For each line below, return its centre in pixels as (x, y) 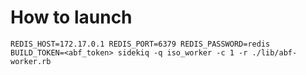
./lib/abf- (274, 52)
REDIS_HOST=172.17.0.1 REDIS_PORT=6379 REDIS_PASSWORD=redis (140, 44)
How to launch (71, 17)
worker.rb (31, 61)
